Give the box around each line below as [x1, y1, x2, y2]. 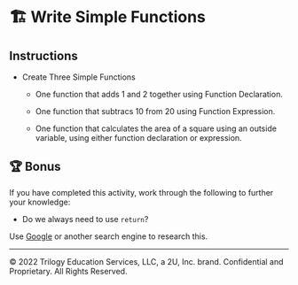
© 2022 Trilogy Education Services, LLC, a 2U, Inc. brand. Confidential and [9, 256, 284, 266]
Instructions [9, 48, 78, 63]
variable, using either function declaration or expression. [35, 133, 242, 142]
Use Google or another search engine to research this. [9, 231, 208, 242]
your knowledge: [9, 196, 71, 207]
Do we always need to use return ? [21, 213, 149, 224]
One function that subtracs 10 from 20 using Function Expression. [35, 106, 276, 116]
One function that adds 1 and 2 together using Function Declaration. [35, 89, 284, 99]
